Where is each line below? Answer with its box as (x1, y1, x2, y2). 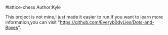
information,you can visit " (5, 19, 60, 25)
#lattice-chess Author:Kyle (5, 4, 61, 10)
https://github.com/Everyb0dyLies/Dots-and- (60, 19, 154, 25)
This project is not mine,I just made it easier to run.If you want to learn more (5, 14, 163, 19)
